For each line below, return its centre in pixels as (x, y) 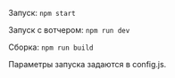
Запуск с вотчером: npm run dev (69, 30)
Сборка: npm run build (51, 47)
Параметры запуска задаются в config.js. (87, 64)
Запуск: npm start (42, 13)
